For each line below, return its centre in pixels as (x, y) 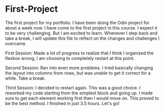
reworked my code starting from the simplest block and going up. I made (79, 93)
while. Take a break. (25, 78)
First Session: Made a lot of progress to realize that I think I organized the (80, 53)
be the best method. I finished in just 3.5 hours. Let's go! (62, 103)
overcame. (16, 43)
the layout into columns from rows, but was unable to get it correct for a (78, 73)
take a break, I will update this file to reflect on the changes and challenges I (82, 38)
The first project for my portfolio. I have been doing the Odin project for (77, 23)
